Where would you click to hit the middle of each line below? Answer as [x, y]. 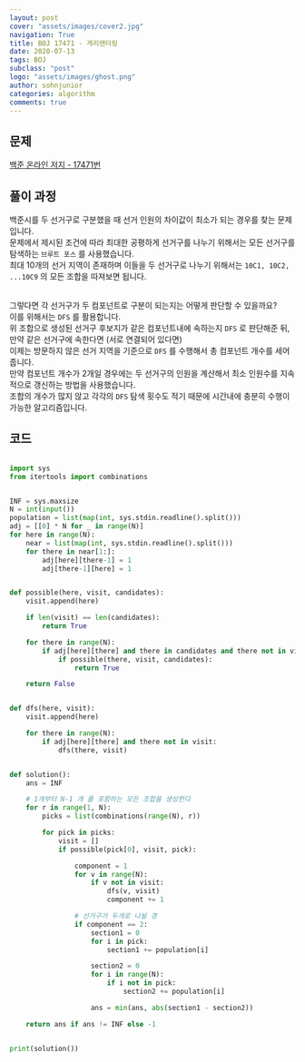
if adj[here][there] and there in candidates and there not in [164, 651]
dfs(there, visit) [93, 750]
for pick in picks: [79, 833]
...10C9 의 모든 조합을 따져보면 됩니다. [78, 276]
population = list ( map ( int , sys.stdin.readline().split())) [126, 518]
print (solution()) [44, 1048]
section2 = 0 [115, 966]
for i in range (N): [128, 975]
